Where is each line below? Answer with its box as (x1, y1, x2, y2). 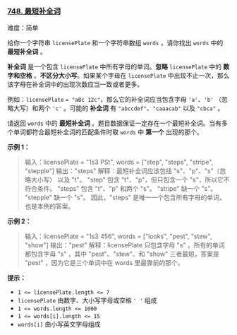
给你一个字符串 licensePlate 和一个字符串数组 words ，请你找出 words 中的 (7, 39, 224, 47)
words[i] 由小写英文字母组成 (17, 320, 101, 329)
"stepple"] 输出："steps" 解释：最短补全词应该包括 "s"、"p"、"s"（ (24, 167, 220, 175)
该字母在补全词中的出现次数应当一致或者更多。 (7, 80, 143, 89)
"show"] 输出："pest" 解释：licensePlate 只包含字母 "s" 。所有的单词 (24, 241, 225, 249)
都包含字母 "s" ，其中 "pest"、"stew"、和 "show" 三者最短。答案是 (24, 249, 220, 259)
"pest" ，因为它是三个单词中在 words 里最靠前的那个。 (24, 259, 184, 267)
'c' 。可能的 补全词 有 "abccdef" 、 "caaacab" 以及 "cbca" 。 (51, 104, 224, 112)
